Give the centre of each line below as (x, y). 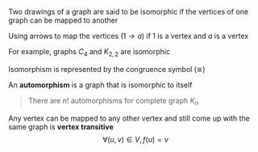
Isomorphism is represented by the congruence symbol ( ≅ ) (107, 69)
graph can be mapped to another (63, 20)
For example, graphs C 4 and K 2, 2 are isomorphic (89, 53)
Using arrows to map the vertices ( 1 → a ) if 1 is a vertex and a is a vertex (129, 36)
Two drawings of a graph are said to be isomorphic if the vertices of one (128, 12)
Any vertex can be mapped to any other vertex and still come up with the (129, 118)
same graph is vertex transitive (61, 127)
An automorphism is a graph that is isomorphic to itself (100, 85)
